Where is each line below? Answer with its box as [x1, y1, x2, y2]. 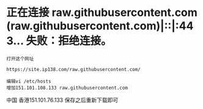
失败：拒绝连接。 [26, 34, 112, 48]
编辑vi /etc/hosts [6, 78, 51, 85]
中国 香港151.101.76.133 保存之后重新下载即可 [6, 96, 119, 103]
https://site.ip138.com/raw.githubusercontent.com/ [6, 66, 141, 72]
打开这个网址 [6, 56, 34, 62]
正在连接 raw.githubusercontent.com [6, 6, 197, 20]
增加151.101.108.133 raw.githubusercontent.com [6, 85, 128, 91]
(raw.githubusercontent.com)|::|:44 [6, 19, 194, 33]
